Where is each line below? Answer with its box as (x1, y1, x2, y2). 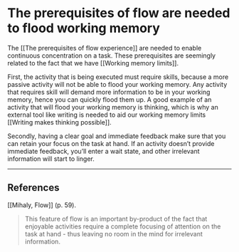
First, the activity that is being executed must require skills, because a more (7, 73, 229, 81)
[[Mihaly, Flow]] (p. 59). (7, 201, 77, 209)
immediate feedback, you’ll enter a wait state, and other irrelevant (7, 147, 201, 155)
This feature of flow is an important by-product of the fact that (24, 214, 208, 223)
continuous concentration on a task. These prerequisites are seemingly (7, 51, 216, 60)
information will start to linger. (7, 154, 95, 163)
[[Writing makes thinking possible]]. (7, 117, 112, 126)
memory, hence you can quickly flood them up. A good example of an (7, 95, 212, 104)
